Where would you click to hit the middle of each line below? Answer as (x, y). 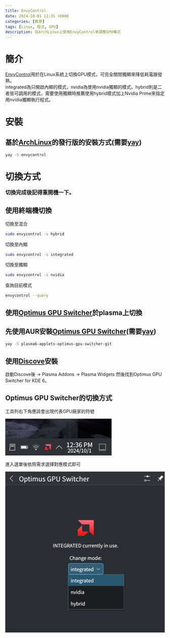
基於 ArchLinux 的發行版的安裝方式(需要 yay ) (73, 142)
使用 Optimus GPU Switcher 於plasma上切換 (74, 312)
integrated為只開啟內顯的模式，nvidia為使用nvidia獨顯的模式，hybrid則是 (81, 87)
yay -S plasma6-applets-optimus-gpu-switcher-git (59, 344)
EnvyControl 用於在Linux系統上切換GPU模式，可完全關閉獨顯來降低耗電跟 (81, 74)
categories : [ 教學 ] (25, 21)
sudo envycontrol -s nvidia (35, 275)
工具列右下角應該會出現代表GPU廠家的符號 (50, 411)
